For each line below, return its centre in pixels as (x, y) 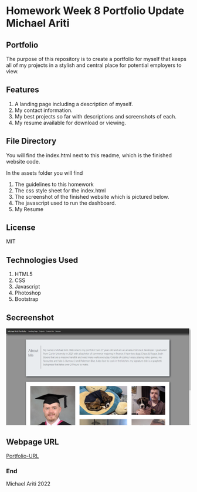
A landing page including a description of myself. (74, 104)
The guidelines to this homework (54, 184)
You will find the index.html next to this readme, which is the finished (89, 155)
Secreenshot (30, 318)
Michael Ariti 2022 (28, 484)
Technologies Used (42, 260)
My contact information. (44, 110)
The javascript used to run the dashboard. (65, 203)
